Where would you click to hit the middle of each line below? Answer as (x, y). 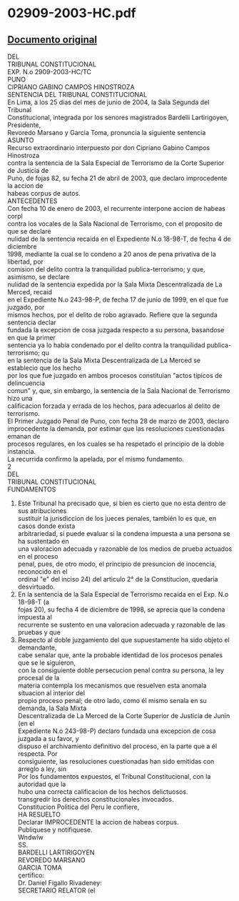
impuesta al (35, 617)
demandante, (37, 647)
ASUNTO (21, 140)
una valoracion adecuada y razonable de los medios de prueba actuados (125, 549)
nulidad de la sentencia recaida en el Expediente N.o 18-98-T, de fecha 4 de (119, 239)
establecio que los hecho (45, 368)
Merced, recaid (30, 292)
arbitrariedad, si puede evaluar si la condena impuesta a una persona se (124, 533)
